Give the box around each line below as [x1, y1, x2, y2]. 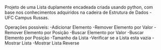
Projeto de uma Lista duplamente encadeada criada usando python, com [4, 4, 153, 10]
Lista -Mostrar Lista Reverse [21, 40, 80, 46]
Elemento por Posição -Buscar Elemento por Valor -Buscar [24, 30, 144, 35]
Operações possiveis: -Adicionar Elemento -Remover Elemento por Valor [4, 24, 153, 30]
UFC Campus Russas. [4, 15, 49, 20]
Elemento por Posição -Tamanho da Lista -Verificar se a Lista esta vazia [4, 35, 152, 41]
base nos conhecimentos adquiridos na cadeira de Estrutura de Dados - [4, 9, 152, 15]
